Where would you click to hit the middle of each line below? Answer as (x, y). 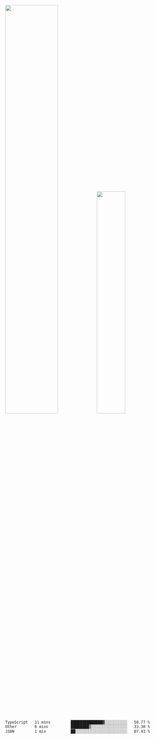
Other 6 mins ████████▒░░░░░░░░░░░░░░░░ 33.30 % (78, 727)
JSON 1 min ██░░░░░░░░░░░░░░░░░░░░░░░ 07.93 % (78, 732)
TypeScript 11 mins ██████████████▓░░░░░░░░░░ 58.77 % (78, 722)
